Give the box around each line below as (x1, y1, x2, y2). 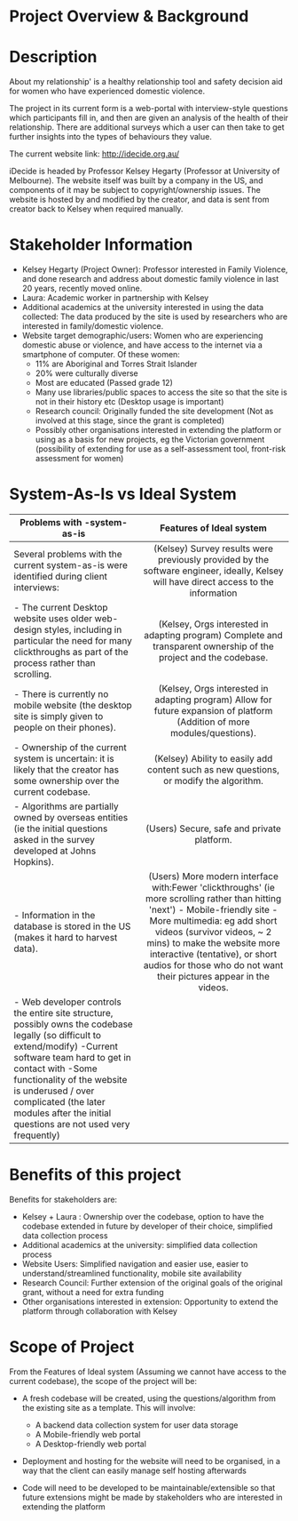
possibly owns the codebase (13, 1018, 133, 1030)
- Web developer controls (13, 996, 122, 1008)
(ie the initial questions (13, 822, 108, 835)
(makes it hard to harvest (13, 932, 118, 943)
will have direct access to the (153, 576, 274, 588)
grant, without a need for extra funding (21, 1286, 164, 1297)
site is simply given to (13, 710, 104, 722)
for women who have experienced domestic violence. (9, 86, 206, 97)
